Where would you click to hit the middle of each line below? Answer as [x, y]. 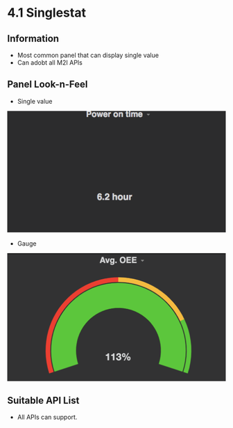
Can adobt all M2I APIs [50, 63]
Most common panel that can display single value [88, 55]
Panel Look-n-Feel [48, 85]
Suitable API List [43, 401]
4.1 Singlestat [47, 13]
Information [33, 39]
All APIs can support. [47, 417]
